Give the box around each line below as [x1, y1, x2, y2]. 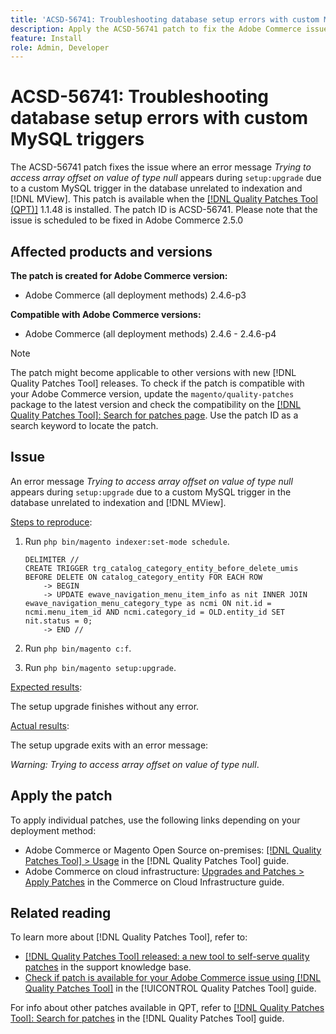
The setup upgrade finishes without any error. [10, 700, 200, 712]
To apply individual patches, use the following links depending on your [10, 814, 301, 826]
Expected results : [10, 681, 83, 693]
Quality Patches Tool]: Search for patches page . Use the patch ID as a [10, 409, 299, 421]
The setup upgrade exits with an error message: [10, 739, 209, 751]
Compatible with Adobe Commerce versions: [10, 309, 202, 320]
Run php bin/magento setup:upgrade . [24, 661, 177, 673]
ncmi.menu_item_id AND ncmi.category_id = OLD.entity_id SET [24, 607, 286, 617]
